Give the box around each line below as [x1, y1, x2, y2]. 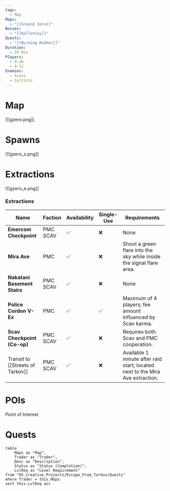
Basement [8, 280, 33, 287]
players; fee [122, 301, 151, 308]
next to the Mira [122, 368, 160, 375]
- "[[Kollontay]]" [10, 31, 49, 36]
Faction [42, 214, 62, 221]
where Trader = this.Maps [5, 476, 60, 482]
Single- [98, 211, 118, 218]
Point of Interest [5, 411, 39, 417]
